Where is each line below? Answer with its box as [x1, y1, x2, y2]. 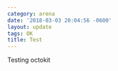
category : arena [7, 10, 55, 18]
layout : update [7, 23, 52, 30]
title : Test [7, 37, 42, 44]
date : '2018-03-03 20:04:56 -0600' [7, 17, 112, 24]
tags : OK [7, 30, 33, 37]
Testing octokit [7, 56, 51, 64]
